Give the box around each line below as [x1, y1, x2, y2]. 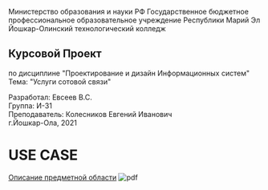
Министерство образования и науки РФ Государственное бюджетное [8, 7, 249, 16]
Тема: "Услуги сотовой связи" [8, 76, 112, 87]
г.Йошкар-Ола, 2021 [8, 118, 78, 127]
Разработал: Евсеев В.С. [8, 92, 92, 102]
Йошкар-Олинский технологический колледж [8, 24, 166, 33]
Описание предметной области [8, 172, 117, 182]
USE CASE [8, 146, 79, 164]
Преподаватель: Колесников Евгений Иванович [8, 109, 173, 119]
